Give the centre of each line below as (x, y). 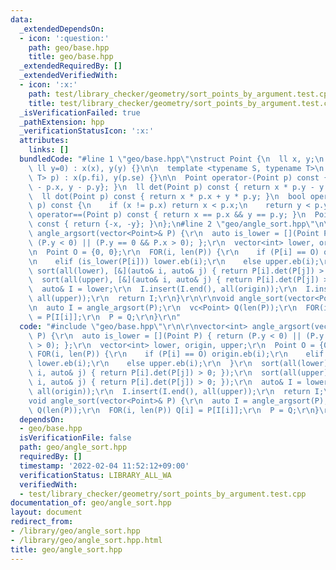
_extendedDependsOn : (62, 29)
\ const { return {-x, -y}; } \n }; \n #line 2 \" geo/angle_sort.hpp (167, 224)
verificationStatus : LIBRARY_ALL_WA (95, 475)
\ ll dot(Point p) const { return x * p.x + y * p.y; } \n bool (167, 196)
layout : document (46, 512)
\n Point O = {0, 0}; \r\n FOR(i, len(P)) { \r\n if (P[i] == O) (174, 252)
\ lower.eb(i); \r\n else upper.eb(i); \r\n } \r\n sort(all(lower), (180, 364)
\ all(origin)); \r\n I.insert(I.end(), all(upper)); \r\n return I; (176, 391)
